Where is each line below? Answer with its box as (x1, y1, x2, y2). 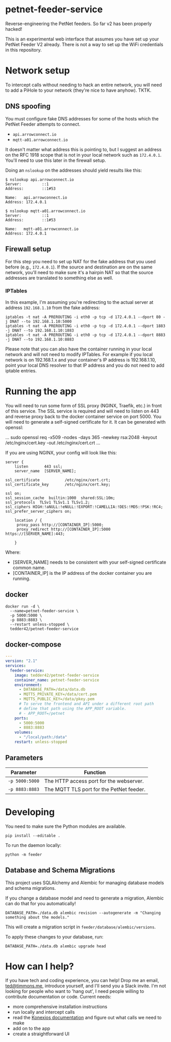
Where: (5, 549, 21, 555)
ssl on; (5, 491, 22, 496)
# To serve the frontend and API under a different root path (18, 701, 154, 706)
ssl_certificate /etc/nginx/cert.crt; (5, 477, 111, 483)
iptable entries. (5, 367, 37, 373)
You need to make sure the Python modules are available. (5, 823, 127, 829)
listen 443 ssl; (14, 464, 63, 469)
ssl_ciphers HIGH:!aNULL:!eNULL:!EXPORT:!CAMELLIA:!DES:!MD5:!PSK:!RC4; (5, 504, 163, 509)
